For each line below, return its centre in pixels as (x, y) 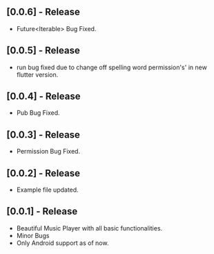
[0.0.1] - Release (42, 211)
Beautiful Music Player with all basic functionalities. (89, 228)
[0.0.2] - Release (43, 173)
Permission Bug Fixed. (48, 152)
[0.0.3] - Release (43, 135)
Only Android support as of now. (62, 243)
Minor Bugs (33, 235)
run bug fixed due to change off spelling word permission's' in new (112, 67)
